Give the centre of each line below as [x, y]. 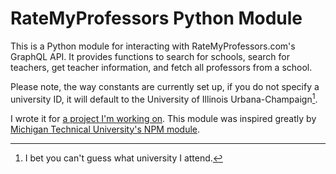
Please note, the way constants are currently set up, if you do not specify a [165, 86]
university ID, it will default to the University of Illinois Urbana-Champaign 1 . [164, 98]
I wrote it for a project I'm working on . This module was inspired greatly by [163, 118]
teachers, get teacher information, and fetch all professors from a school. [161, 67]
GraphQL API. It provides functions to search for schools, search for [150, 56]
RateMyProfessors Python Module [156, 18]
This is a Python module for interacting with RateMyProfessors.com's [153, 46]
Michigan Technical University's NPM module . [105, 129]
